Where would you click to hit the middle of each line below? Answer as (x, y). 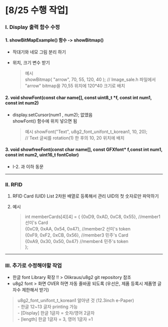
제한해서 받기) (35, 290)
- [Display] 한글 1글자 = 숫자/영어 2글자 (56, 313)
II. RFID (14, 184)
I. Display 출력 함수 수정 (32, 27)
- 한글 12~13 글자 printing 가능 (47, 307)
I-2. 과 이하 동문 (28, 166)
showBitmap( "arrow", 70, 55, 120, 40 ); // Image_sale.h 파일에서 (90, 79)
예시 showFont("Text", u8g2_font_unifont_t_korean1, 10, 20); (86, 131)
